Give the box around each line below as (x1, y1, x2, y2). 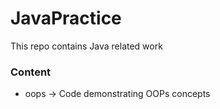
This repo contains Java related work (10, 40, 163, 52)
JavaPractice (10, 7, 122, 30)
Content (10, 65, 52, 79)
